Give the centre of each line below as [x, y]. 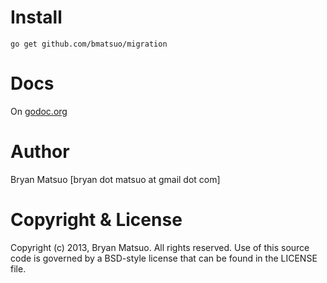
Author [40, 152]
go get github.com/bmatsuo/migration [89, 44]
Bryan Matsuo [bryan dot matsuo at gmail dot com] [115, 179]
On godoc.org [39, 111]
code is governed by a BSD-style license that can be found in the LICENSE [164, 258]
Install [36, 17]
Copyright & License [96, 220]
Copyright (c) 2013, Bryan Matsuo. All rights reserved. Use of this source [160, 247]
